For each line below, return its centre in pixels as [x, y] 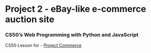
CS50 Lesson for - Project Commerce [43, 46]
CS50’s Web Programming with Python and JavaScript [72, 35]
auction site [30, 19]
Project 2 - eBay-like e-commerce [76, 9]
